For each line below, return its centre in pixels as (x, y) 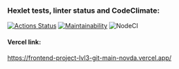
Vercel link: (24, 42)
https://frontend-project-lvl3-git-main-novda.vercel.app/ (89, 58)
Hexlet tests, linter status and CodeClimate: (84, 11)
